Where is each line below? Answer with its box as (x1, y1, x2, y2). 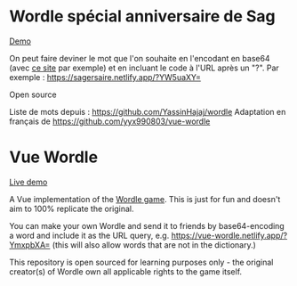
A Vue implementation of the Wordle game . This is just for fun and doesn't (9, 193, 281, 204)
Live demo (9, 176, 48, 187)
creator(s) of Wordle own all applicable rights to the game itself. (9, 266, 243, 277)
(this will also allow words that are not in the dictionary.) (52, 239, 256, 250)
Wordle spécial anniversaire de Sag (9, 6, 276, 27)
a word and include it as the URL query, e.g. (9, 230, 170, 241)
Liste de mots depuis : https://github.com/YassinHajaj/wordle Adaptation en (9, 106, 286, 117)
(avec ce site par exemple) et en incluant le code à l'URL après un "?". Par (9, 62, 280, 73)
